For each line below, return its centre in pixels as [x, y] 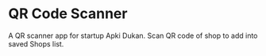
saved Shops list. [36, 43]
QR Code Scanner [68, 14]
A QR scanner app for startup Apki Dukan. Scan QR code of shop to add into [133, 35]
